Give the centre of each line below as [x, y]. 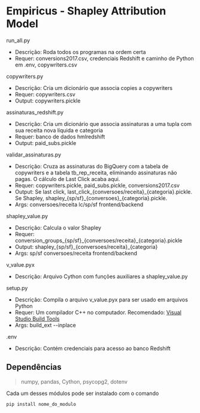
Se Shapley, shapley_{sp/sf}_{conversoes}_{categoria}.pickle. [91, 198]
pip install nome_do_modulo [41, 404]
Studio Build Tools [37, 318]
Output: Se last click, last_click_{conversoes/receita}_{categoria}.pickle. [104, 192]
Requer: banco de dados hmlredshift [60, 137]
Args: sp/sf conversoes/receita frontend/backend [76, 253]
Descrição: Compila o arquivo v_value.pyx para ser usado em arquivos [101, 299]
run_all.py [18, 40]
